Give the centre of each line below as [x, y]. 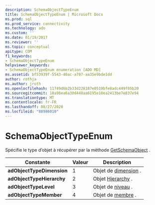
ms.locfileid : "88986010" [32, 112]
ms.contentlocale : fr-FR [31, 102]
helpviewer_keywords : [28, 65]
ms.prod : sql [19, 19]
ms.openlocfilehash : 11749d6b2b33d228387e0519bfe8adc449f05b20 [72, 88]
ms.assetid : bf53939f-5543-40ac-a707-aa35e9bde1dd [59, 75]
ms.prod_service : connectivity [38, 24]
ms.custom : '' [20, 33]
